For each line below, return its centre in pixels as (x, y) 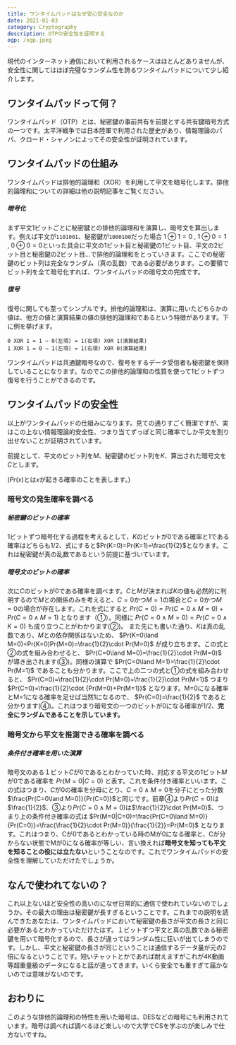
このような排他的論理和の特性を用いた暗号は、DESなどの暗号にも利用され (115, 1017)
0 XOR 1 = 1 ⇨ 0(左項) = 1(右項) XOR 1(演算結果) (77, 341)
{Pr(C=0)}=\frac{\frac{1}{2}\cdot (55, 825)
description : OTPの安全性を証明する (56, 34)
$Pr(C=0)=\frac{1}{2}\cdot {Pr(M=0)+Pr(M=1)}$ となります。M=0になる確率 (118, 688)
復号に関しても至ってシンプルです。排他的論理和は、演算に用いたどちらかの (118, 308)
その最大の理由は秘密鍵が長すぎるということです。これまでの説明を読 (127, 912)
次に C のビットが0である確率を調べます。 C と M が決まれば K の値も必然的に (114, 591)
